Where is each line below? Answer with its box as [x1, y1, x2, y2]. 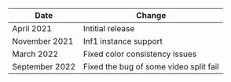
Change [136, 10, 167, 20]
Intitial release [82, 23, 135, 34]
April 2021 [12, 23, 53, 34]
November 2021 [12, 36, 74, 46]
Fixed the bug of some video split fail [82, 62, 219, 72]
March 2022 [12, 48, 59, 59]
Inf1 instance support [82, 36, 163, 46]
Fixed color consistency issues [82, 48, 197, 59]
